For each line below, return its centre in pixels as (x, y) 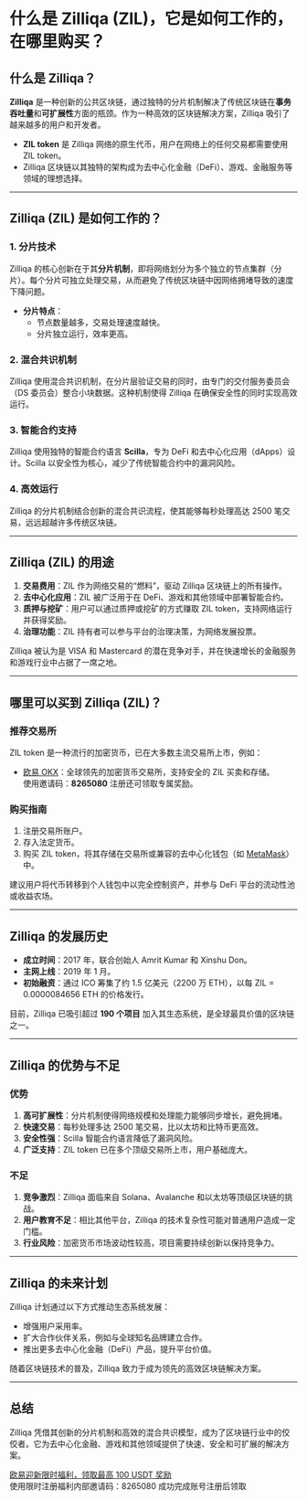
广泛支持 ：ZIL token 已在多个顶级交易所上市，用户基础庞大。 (138, 1149)
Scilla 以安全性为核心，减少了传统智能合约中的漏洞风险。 (132, 463)
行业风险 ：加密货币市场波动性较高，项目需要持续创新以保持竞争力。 (151, 1243)
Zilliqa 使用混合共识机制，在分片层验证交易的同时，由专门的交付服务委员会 (150, 381)
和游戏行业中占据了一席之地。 (65, 663)
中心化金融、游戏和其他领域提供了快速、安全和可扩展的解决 (169, 1443)
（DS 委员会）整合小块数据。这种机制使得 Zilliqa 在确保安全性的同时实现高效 (153, 392)
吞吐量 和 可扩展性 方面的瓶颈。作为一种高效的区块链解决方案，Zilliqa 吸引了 (150, 113)
